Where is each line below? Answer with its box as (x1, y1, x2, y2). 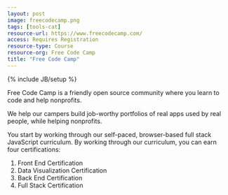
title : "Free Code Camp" (7, 56, 80, 63)
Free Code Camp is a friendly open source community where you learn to (7, 88, 220, 96)
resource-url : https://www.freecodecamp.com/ (7, 29, 142, 37)
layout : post (7, 10, 46, 17)
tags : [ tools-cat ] (7, 23, 61, 30)
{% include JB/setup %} (7, 75, 77, 83)
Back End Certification (17, 173, 83, 182)
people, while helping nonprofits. (7, 117, 102, 125)
